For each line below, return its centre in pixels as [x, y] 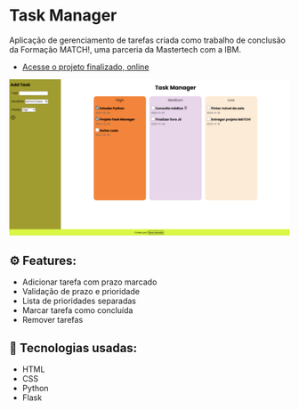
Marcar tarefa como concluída [77, 310]
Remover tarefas [53, 320]
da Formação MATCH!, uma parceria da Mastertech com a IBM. [125, 49]
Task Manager [63, 16]
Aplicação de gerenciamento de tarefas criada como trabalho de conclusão [148, 40]
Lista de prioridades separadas [79, 301]
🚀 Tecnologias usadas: [73, 348]
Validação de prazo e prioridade [81, 292]
